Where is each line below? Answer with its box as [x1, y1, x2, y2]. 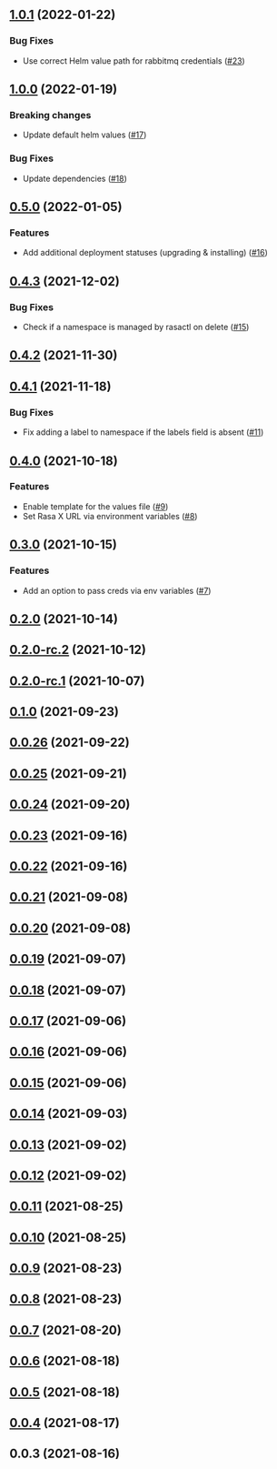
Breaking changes [9, 109, 92, 121]
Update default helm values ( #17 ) [22, 129, 147, 140]
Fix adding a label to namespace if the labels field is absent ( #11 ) [22, 427, 264, 438]
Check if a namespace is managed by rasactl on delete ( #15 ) [22, 322, 250, 333]
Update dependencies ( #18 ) [22, 173, 127, 184]
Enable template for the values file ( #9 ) [22, 500, 169, 512]
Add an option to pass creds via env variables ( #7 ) [22, 585, 212, 596]
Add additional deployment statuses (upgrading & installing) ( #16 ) [22, 247, 268, 258]
